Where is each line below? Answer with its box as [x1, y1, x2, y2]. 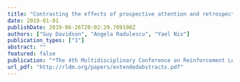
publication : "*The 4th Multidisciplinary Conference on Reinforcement [7, 57, 225, 64]
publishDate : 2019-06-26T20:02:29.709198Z [7, 24, 136, 31]
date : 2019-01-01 [7, 17, 59, 24]
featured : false [7, 51, 56, 58]
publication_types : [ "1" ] [7, 37, 84, 44]
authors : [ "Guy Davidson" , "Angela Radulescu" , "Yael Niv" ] [7, 30, 191, 38]
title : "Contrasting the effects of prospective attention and [7, 10, 200, 18]
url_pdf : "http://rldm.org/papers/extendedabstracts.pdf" [7, 63, 184, 71]
